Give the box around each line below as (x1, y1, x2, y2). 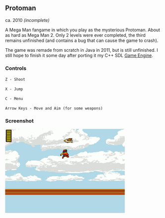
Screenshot (5, 117, 34, 124)
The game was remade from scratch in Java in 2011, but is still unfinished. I (5, 47, 159, 53)
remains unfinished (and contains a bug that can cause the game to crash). (5, 37, 159, 43)
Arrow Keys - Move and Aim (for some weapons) (5, 106, 103, 111)
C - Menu (5, 97, 23, 102)
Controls (5, 65, 27, 72)
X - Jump (5, 87, 23, 92)
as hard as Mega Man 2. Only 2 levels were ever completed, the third (5, 32, 146, 38)
